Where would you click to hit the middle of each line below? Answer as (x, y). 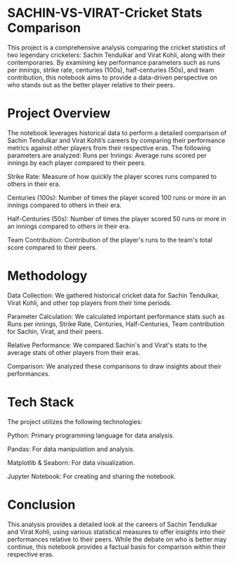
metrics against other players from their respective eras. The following (109, 148)
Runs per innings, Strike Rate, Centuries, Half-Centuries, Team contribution (116, 324)
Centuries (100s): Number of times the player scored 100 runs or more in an (117, 197)
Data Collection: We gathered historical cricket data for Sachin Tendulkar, (113, 295)
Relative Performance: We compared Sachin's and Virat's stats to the (107, 345)
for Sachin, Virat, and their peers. (55, 331)
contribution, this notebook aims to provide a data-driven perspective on (112, 77)
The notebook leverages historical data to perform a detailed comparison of (117, 132)
